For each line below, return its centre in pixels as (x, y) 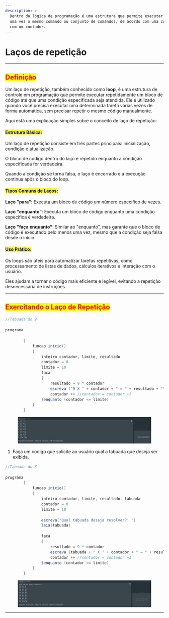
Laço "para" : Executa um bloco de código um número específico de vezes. (83, 202)
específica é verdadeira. (30, 217)
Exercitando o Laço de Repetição (58, 307)
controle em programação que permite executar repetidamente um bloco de (84, 95)
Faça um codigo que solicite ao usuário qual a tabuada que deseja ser (85, 451)
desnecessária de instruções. (36, 286)
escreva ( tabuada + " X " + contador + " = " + (101, 552)
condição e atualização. (30, 149)
